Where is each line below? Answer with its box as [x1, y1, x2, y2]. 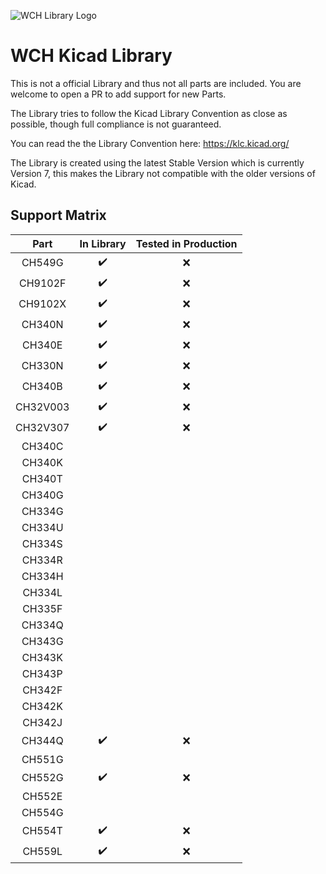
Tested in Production [135, 236, 238, 250]
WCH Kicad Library [10, 45, 173, 67]
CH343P [21, 666, 63, 680]
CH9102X [18, 297, 67, 311]
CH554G [21, 805, 64, 819]
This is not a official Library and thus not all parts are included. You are [10, 77, 302, 89]
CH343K [21, 650, 63, 664]
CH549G [21, 256, 64, 270]
